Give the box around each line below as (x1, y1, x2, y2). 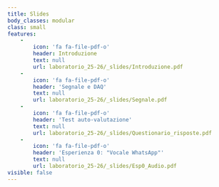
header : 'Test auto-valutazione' (33, 116, 133, 123)
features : (7, 30, 37, 38)
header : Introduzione (33, 50, 98, 58)
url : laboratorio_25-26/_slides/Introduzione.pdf (33, 63, 183, 70)
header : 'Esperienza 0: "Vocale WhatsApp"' (33, 149, 164, 156)
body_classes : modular (7, 17, 75, 24)
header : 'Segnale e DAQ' (33, 83, 107, 90)
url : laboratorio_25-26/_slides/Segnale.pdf (33, 97, 168, 104)
